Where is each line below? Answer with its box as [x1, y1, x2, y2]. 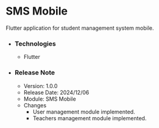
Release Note [14, 69, 55, 77]
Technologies [14, 39, 56, 48]
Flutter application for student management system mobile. [5, 24, 154, 32]
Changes [23, 101, 47, 109]
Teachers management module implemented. [32, 114, 147, 122]
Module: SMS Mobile [23, 95, 77, 103]
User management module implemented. [32, 108, 135, 115]
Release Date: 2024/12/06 [23, 89, 90, 96]
